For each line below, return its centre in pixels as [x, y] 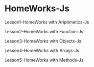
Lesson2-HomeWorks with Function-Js [44, 31]
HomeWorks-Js [37, 9]
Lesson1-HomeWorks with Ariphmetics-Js [47, 22]
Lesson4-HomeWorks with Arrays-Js [42, 50]
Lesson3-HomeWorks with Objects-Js [43, 41]
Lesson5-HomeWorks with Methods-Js [44, 60]
